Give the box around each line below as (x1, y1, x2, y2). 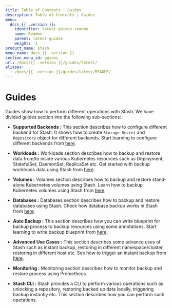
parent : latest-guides (14, 36, 63, 42)
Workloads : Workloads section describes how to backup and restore (12, 150, 160, 156)
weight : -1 (14, 41, 38, 46)
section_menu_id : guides (5, 55, 59, 60)
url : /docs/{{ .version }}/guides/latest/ (5, 60, 98, 65)
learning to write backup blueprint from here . (12, 229, 108, 235)
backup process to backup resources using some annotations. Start (12, 223, 157, 230)
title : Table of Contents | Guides (5, 7, 82, 13)
